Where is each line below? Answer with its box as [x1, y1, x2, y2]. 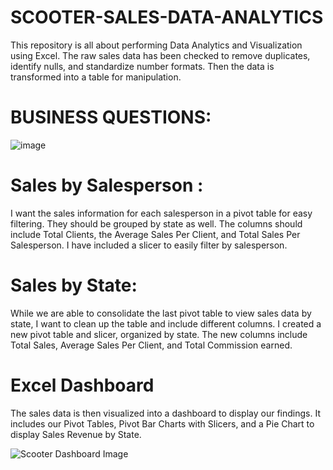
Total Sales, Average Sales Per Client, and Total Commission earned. [10, 339, 293, 351]
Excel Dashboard [10, 374, 155, 396]
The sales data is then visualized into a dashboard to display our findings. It [10, 407, 321, 419]
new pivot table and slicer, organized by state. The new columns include [10, 328, 308, 340]
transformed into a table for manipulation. [10, 71, 182, 83]
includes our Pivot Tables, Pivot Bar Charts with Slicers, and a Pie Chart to [10, 417, 315, 430]
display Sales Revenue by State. [10, 428, 142, 440]
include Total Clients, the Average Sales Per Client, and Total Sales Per [10, 228, 301, 240]
